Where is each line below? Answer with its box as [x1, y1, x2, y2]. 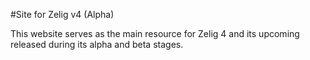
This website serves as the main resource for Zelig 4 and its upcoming [10, 28, 300, 39]
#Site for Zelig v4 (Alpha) [10, 9, 115, 20]
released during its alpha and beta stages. [10, 39, 184, 50]
